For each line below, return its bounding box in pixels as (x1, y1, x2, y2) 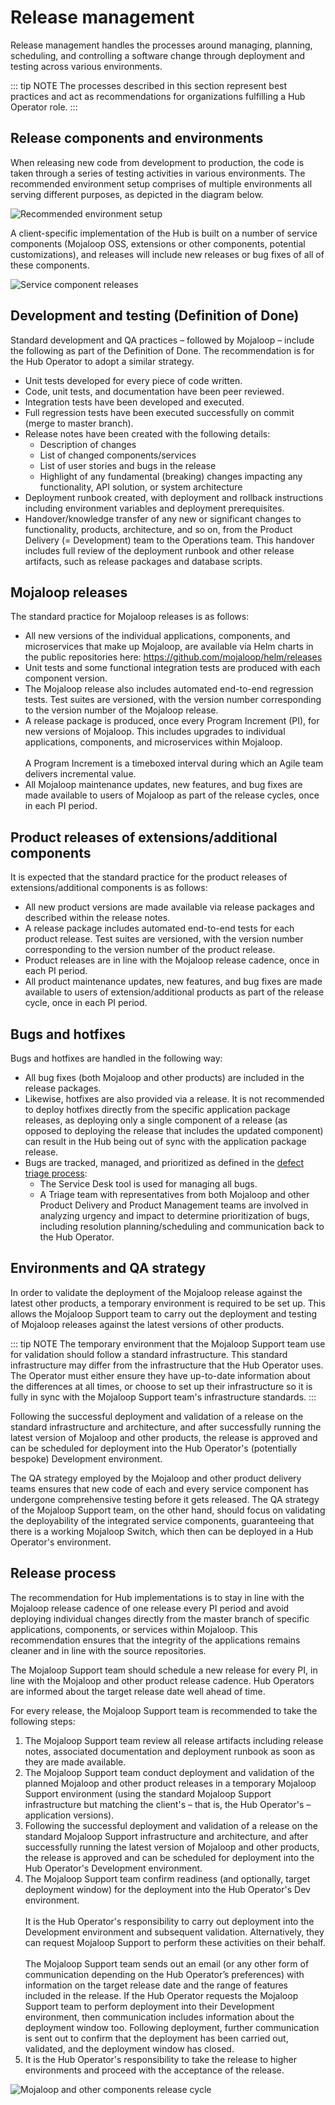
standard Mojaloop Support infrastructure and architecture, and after (24, 1830, 309, 1842)
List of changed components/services (39, 449, 197, 461)
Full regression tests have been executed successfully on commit (24, 406, 295, 418)
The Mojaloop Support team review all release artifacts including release (24, 1734, 324, 1746)
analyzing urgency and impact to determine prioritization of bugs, (39, 1210, 310, 1221)
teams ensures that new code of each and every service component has (10, 1482, 309, 1495)
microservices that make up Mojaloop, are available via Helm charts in (24, 641, 314, 653)
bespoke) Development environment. (10, 1452, 163, 1465)
